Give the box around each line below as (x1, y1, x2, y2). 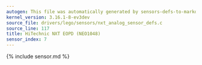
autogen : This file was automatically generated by (6, 8, 138, 15)
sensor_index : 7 (6, 36, 47, 42)
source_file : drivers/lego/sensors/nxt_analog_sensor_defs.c (6, 20, 163, 26)
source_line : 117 (6, 25, 50, 32)
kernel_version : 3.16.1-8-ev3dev (6, 14, 90, 20)
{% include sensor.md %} (6, 53, 70, 60)
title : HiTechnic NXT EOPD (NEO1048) (6, 31, 101, 37)
